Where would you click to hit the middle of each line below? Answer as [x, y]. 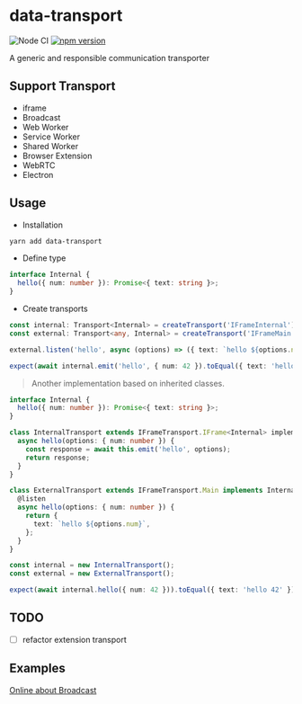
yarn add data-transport [56, 241]
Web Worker [45, 127]
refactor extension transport [75, 639]
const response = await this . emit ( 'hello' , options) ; [128, 449]
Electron [38, 174]
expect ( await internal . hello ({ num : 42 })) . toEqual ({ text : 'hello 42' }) [152, 590]
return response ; [58, 458]
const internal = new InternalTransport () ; [92, 566]
